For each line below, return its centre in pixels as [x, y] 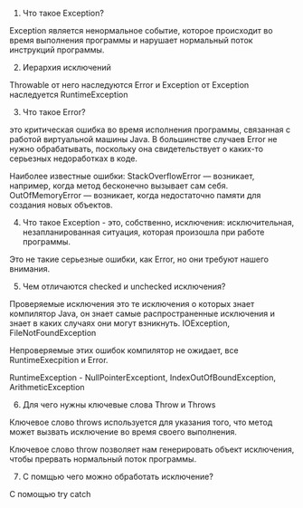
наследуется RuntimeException [69, 95]
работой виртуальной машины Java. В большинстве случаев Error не [143, 139]
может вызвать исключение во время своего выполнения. [123, 432]
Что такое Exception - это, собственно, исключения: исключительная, [158, 222]
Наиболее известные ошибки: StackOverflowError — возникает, [132, 176]
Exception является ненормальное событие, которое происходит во [141, 30]
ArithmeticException [47, 387]
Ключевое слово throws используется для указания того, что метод [141, 422]
